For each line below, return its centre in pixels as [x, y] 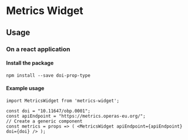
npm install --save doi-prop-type [48, 75]
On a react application [38, 49]
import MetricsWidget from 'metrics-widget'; [63, 101]
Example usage [25, 88]
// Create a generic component [44, 121]
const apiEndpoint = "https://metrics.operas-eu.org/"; [76, 116]
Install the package [30, 63]
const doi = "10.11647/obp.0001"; [48, 111]
